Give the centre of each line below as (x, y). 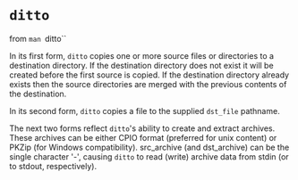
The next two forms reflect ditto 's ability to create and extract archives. (142, 128)
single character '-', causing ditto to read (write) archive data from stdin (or (149, 156)
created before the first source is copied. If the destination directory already (149, 75)
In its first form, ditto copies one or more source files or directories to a (142, 55)
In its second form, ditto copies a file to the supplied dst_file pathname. (145, 110)
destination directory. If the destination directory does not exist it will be (142, 65)
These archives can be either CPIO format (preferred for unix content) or (143, 137)
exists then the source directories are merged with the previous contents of (148, 84)
